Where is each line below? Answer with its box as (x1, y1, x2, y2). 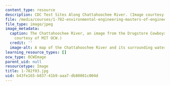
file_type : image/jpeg (5, 21, 53, 27)
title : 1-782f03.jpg (5, 69, 49, 74)
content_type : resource (5, 7, 56, 13)
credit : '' (10, 40, 33, 46)
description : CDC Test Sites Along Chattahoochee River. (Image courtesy (5, 12, 164, 17)
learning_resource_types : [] (5, 50, 67, 55)
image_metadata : (5, 26, 39, 31)
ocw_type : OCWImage (5, 54, 47, 60)
